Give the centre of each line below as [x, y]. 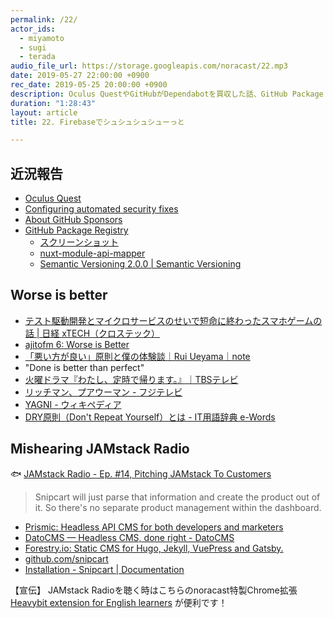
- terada [37, 57]
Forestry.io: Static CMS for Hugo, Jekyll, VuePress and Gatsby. [154, 548]
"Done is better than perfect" [84, 367]
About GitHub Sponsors [73, 220]
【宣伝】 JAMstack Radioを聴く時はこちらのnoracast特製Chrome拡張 [154, 590]
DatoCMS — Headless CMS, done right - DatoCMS [129, 537]
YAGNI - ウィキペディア [73, 404]
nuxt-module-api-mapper [92, 253]
